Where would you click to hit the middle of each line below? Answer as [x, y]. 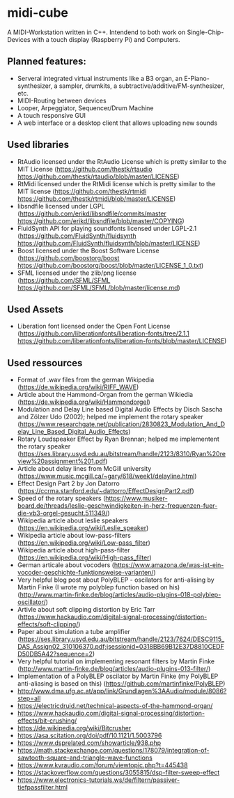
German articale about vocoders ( [66, 565]
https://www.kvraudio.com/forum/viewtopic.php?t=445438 [102, 765]
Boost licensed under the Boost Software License [88, 250]
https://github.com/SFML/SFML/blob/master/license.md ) [99, 287]
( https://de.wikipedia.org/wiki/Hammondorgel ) [84, 402]
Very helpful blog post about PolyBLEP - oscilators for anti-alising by [116, 580]
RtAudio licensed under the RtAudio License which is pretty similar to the [122, 161]
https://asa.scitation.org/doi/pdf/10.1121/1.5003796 [89, 736]
